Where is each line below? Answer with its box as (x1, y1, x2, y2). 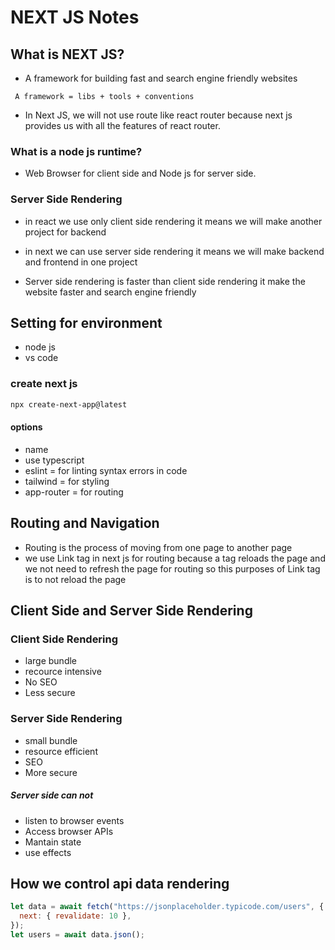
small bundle (24, 734, 78, 746)
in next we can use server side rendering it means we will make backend (24, 245, 325, 257)
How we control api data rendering (10, 875, 230, 892)
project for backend (24, 226, 107, 238)
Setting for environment (10, 314, 163, 331)
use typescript (24, 454, 85, 466)
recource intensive (24, 666, 102, 678)
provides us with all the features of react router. (24, 120, 221, 131)
